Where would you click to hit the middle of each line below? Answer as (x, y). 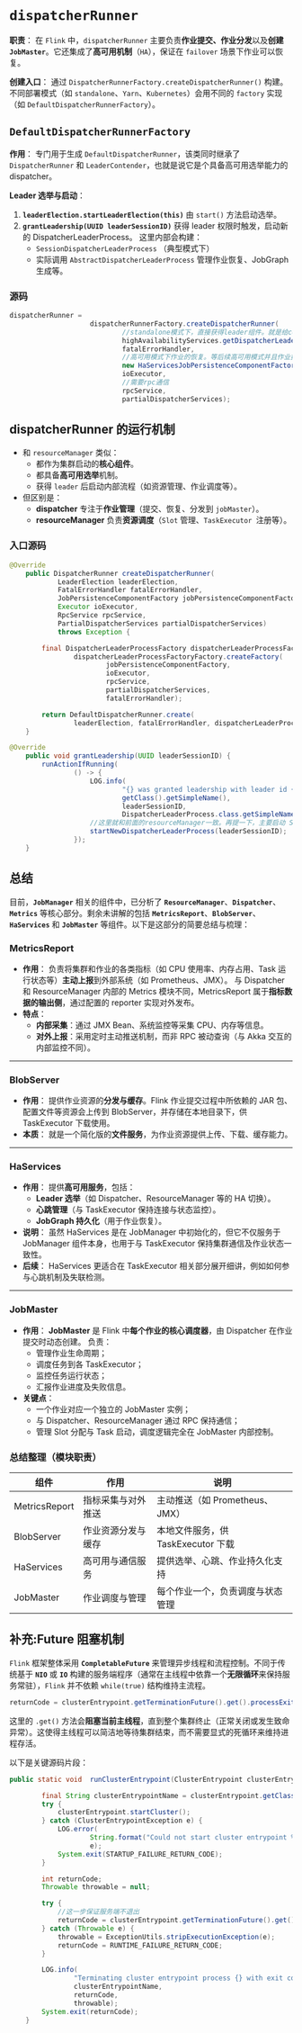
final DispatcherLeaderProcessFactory (114, 648)
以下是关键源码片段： (49, 1762)
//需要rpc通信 (145, 382)
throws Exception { (93, 632)
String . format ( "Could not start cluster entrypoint (188, 1838)
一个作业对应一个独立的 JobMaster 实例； (113, 1409)
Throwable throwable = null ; (96, 1887)
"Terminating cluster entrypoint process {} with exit (178, 1978)
